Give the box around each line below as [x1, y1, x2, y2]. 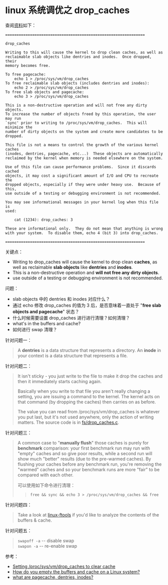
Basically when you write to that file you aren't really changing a [17, 388, 150, 394]
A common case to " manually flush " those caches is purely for [17, 440, 149, 446]
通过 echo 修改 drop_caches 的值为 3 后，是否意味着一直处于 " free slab [12, 302, 161, 308]
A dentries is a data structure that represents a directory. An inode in [17, 347, 161, 353]
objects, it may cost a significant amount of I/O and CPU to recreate [5, 173, 158, 178]
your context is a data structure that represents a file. [17, 352, 128, 358]
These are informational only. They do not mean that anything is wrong [5, 226, 163, 231]
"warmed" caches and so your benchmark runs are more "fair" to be [17, 466, 160, 472]
